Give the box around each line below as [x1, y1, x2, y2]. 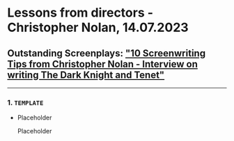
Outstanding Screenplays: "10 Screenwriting [7, 47, 206, 59]
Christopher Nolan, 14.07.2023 [7, 19, 189, 35]
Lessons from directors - [7, 5, 154, 21]
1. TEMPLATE [7, 97, 44, 107]
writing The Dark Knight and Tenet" [7, 69, 165, 81]
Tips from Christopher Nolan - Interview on [7, 58, 198, 70]
